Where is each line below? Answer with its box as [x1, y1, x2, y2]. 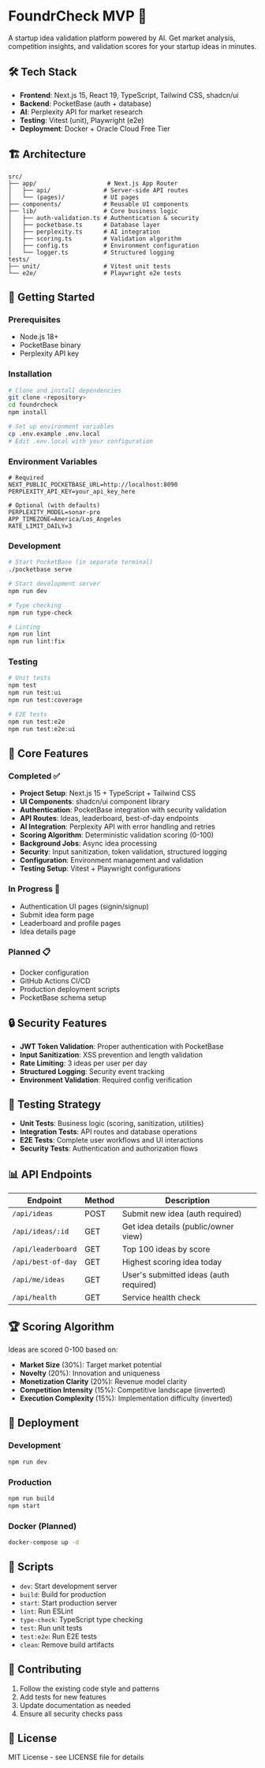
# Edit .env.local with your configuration [8, 437, 154, 445]
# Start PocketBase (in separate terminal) [8, 558, 154, 566]
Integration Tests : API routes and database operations [19, 1127, 197, 1136]
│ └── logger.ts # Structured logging [8, 248, 175, 256]
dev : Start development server [19, 1581, 118, 1591]
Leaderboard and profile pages [19, 918, 121, 927]
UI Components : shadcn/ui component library [19, 796, 170, 807]
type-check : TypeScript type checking [19, 1614, 144, 1624]
